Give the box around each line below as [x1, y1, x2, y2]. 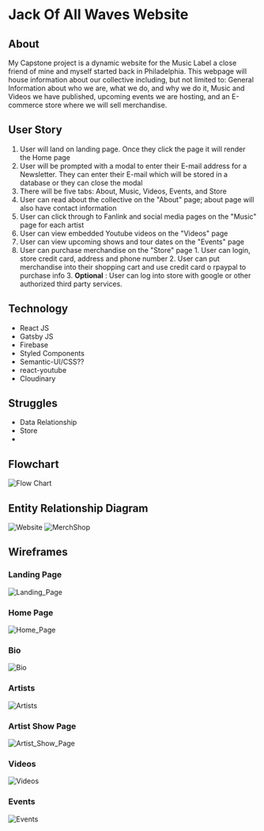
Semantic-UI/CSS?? [19, 357, 85, 366]
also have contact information [19, 203, 117, 213]
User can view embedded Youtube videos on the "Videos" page [19, 228, 228, 238]
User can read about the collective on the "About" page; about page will [19, 194, 255, 204]
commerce [8, 101, 43, 109]
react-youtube [19, 365, 67, 374]
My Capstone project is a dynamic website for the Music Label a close [8, 58, 237, 67]
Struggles [8, 396, 58, 410]
